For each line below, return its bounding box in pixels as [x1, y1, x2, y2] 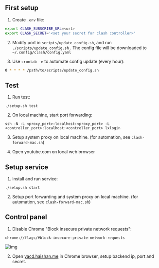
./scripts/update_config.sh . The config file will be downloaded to [12, 45, 147, 51]
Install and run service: [12, 176, 58, 182]
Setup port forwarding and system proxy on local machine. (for [12, 194, 139, 200]
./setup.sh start [5, 185, 40, 190]
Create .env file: [12, 17, 45, 22]
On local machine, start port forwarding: [12, 112, 92, 118]
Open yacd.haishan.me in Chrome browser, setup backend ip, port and [12, 253, 154, 259]
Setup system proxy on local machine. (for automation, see [12, 134, 130, 140]
